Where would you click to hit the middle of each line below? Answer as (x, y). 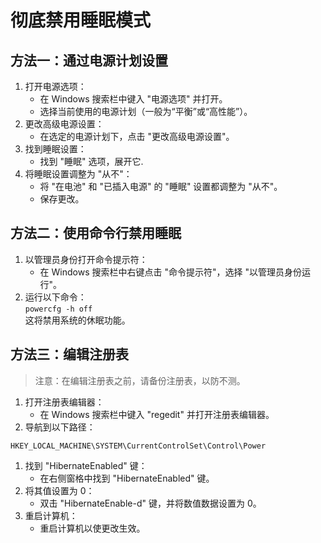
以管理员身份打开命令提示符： (86, 259)
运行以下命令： (55, 297)
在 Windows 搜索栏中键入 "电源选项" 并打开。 (133, 99)
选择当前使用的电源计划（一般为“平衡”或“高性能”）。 (146, 111)
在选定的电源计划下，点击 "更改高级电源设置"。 (137, 136)
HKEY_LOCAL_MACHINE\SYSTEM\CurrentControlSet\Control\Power (138, 446)
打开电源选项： (55, 86)
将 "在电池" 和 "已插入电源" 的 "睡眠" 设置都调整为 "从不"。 (161, 186)
